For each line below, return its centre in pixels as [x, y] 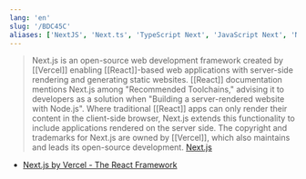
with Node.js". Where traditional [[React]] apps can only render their [159, 109]
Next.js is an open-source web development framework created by [158, 61]
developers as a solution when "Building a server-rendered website [158, 99]
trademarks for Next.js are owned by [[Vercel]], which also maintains [161, 138]
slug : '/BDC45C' [40, 26]
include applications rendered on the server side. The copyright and [159, 128]
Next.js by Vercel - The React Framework [100, 165]
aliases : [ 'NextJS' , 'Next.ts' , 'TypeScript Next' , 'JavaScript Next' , [148, 35]
